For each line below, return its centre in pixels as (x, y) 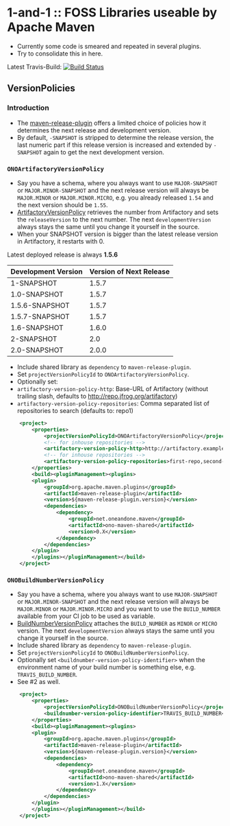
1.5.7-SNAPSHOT (40, 316)
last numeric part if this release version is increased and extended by (114, 145)
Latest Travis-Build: (35, 67)
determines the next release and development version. (94, 130)
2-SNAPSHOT (34, 339)
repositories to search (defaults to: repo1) (75, 410)
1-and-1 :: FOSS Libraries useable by (112, 13)
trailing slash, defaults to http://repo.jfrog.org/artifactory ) (97, 396)
